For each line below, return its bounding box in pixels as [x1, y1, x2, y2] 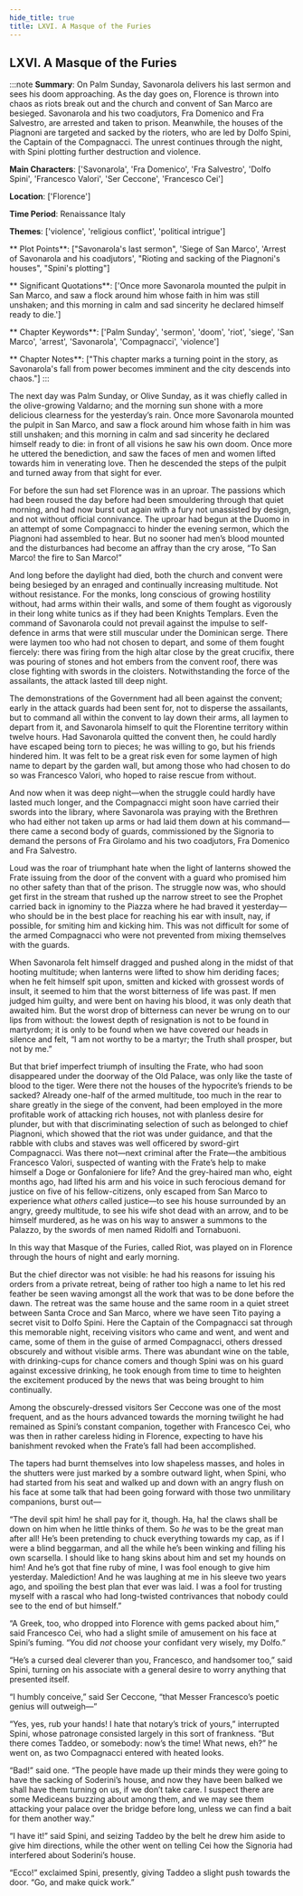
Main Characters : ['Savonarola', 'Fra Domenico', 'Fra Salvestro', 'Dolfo [9, 164, 271, 175]
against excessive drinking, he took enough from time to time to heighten [9, 1365, 282, 1376]
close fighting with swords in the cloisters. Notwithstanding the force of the [9, 666, 290, 677]
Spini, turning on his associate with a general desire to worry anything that [9, 1664, 287, 1675]
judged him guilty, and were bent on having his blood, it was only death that [9, 996, 292, 1007]
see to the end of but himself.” [9, 1600, 122, 1611]
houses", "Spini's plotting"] [9, 263, 110, 274]
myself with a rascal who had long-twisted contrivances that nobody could [9, 1591, 289, 1602]
